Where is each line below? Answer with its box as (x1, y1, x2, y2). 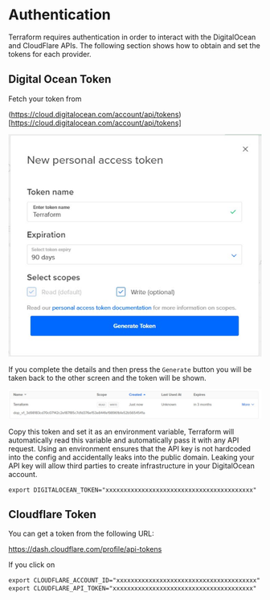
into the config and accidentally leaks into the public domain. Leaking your (8, 452, 255, 462)
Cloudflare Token (8, 508, 96, 521)
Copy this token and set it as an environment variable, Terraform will (8, 427, 235, 436)
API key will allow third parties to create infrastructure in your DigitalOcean (8, 460, 256, 471)
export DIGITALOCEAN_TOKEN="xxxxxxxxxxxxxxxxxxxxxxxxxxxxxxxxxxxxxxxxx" (8, 486, 257, 494)
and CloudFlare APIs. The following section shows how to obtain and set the (8, 40, 261, 50)
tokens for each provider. (8, 49, 92, 59)
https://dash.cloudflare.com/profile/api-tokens (8, 545, 162, 554)
